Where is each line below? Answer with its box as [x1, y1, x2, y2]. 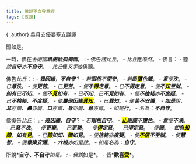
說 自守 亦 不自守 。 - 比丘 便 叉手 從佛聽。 [6, 62, 99, 70]
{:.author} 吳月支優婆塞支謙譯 [6, 30, 77, 38]
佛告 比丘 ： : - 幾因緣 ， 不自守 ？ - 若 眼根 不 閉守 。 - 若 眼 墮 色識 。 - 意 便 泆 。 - [6, 75, 187, 82]
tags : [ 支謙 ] [6, 14, 36, 20]
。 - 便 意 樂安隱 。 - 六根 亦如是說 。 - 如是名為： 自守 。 [11, 138, 139, 146]
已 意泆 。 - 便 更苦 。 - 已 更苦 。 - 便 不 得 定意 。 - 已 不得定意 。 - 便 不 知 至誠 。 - [6, 82, 190, 89]
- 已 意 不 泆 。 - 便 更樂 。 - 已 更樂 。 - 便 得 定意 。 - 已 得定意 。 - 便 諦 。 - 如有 [6, 124, 185, 131]
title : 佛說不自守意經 [6, 8, 55, 15]
